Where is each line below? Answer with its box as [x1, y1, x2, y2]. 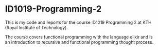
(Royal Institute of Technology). [5, 24, 68, 30]
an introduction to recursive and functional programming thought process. [5, 39, 154, 45]
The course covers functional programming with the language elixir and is [5, 34, 153, 40]
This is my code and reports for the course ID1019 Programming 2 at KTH [5, 19, 152, 25]
